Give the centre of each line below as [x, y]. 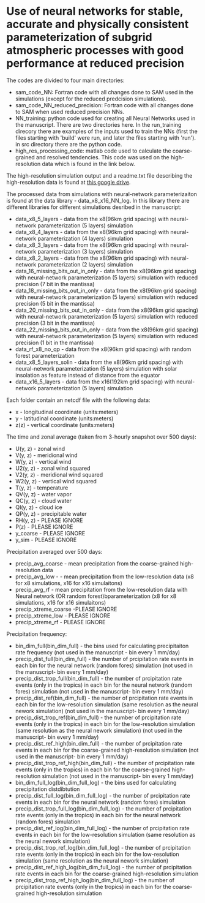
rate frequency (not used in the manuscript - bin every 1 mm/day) [98, 652]
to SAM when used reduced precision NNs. [70, 111]
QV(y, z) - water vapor [43, 494]
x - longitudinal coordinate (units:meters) [67, 412]
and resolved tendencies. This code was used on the [102, 157]
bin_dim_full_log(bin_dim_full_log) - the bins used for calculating [96, 782]
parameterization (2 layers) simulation [85, 264]
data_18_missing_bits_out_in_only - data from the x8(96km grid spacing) [106, 290]
